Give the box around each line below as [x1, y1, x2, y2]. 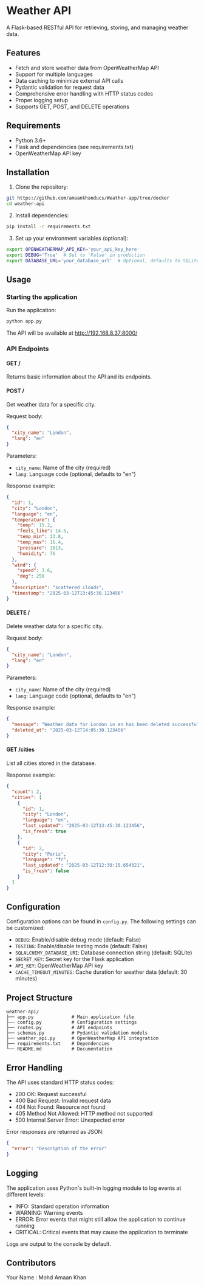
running [15, 1221, 35, 1229]
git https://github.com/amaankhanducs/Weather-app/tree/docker [6, 195, 170, 201]
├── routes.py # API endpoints [6, 1025, 113, 1031]
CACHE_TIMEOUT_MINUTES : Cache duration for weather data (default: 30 [15, 968, 188, 976]
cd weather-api [6, 201, 45, 207]
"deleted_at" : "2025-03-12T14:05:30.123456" [12, 727, 126, 733]
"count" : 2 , [12, 789, 42, 795]
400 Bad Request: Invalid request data [15, 1097, 111, 1105]
